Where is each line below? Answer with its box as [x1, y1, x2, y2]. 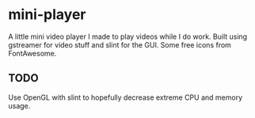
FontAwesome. [8, 48, 57, 58]
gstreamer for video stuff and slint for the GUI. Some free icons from [8, 40, 232, 49]
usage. [8, 101, 31, 110]
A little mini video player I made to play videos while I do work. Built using [8, 32, 248, 41]
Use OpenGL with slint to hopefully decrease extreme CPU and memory [8, 93, 243, 102]
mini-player [8, 6, 86, 24]
